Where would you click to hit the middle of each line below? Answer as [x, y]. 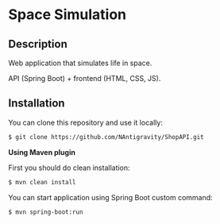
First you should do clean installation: [69, 168]
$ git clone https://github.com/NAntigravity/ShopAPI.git [106, 137]
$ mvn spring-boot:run [46, 212]
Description [38, 44]
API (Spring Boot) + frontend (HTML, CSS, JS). [85, 78]
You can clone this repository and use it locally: [85, 122]
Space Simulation [68, 15]
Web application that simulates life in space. [80, 63]
